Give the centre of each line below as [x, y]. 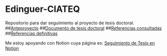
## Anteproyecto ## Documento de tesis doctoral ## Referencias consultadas [83, 28]
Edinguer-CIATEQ [43, 9]
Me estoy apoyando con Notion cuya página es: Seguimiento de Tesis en [80, 43]
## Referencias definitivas [31, 33]
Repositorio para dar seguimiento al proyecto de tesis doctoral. [70, 23]
